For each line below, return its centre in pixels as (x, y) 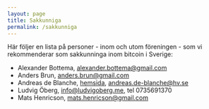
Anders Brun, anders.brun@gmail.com (73, 75)
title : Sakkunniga (34, 20)
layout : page (26, 14)
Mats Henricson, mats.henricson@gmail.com (83, 98)
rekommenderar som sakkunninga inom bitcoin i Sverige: (90, 54)
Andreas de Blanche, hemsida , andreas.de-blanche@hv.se (103, 83)
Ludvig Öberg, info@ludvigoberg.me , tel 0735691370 (95, 90)
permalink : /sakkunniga (42, 27)
